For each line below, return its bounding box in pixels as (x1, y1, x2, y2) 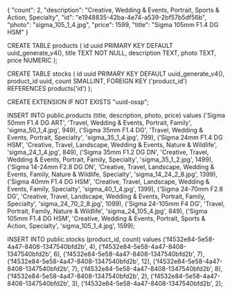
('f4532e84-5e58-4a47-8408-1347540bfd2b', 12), (7, 257, 152, 266)
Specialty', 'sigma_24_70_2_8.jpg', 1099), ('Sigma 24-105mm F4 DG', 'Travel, (7, 200, 225, 207)
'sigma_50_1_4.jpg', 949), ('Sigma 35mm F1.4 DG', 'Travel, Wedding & (7, 126, 204, 134)
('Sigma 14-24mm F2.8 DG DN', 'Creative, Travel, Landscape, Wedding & (7, 163, 215, 171)
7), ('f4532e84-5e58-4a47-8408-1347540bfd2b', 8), (71, 265, 223, 273)
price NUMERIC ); (7, 56, 57, 64)
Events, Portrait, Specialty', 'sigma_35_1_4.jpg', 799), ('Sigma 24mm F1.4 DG (7, 133, 223, 141)
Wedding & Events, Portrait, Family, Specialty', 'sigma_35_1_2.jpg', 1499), (7, 155, 213, 164)
